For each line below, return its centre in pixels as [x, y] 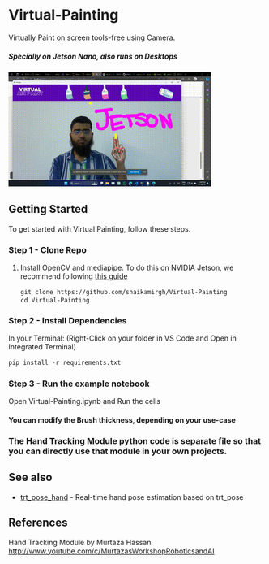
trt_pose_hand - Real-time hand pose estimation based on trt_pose [132, 497]
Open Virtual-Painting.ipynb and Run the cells [84, 401]
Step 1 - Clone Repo [47, 249]
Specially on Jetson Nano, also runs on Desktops [93, 56]
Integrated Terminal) [43, 347]
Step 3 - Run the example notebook [79, 384]
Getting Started [48, 209]
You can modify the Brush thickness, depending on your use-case [122, 420]
